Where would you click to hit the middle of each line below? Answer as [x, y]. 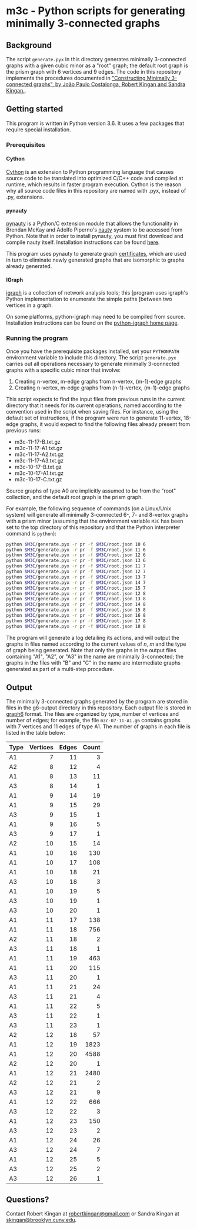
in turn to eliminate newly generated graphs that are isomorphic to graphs [95, 260]
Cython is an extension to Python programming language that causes [90, 171]
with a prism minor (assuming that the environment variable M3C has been [95, 521]
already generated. [29, 266]
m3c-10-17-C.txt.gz [38, 479]
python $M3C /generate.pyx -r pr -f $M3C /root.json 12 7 [76, 572]
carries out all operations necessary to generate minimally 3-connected [93, 364]
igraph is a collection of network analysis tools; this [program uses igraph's [97, 293]
